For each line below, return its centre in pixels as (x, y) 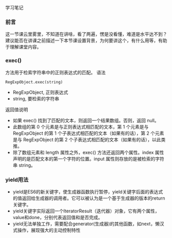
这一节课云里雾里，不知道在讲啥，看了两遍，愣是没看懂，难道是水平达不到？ (86, 34)
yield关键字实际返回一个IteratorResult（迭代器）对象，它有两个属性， (86, 211)
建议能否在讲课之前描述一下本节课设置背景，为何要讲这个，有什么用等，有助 (86, 40)
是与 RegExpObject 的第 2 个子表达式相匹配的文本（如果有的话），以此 (87, 139)
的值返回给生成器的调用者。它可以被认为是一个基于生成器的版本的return (89, 198)
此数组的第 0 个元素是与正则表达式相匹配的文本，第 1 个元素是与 (81, 126)
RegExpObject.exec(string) (34, 82)
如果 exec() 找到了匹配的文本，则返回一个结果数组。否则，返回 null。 (86, 120)
